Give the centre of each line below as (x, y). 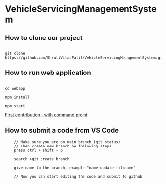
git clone (15, 53)
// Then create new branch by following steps (63, 146)
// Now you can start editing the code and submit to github (78, 176)
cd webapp (15, 88)
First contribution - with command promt (46, 115)
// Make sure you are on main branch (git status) (67, 142)
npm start (15, 106)
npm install (17, 97)
